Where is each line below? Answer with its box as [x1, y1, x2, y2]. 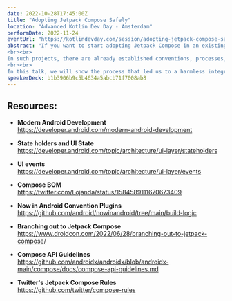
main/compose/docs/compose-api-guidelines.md [17, 265, 159, 273]
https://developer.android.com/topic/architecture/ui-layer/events [17, 167, 202, 176]
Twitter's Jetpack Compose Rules [17, 278, 117, 287]
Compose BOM [17, 181, 62, 189]
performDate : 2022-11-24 [7, 29, 79, 37]
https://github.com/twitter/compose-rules [17, 286, 136, 294]
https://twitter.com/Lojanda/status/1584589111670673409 [17, 188, 182, 197]
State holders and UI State [17, 139, 95, 147]
